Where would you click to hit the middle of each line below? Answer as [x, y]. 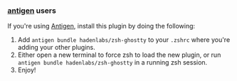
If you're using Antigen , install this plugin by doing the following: [101, 26]
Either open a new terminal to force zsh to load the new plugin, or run [119, 55]
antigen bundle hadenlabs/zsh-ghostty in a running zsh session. [112, 63]
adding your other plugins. [56, 48]
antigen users [32, 11]
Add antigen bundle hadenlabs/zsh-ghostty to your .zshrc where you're [124, 40]
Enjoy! [27, 70]
